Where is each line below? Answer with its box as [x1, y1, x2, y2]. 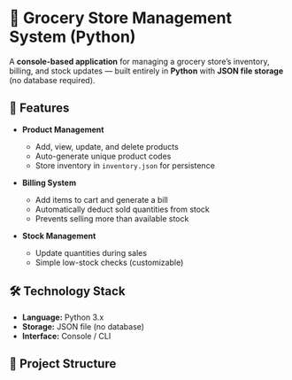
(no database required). [9, 74, 96, 85]
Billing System [21, 177, 77, 188]
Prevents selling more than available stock [35, 213, 189, 224]
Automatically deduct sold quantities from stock [35, 204, 211, 214]
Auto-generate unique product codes [35, 151, 172, 161]
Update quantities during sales [35, 247, 148, 258]
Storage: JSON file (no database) [21, 321, 144, 331]
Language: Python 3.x [21, 312, 104, 322]
